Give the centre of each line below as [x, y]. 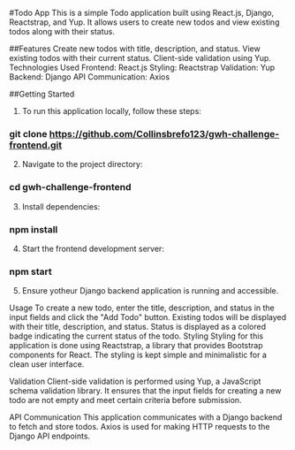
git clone [28, 133]
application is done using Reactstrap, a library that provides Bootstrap [136, 346]
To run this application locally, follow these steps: [111, 111]
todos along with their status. [62, 31]
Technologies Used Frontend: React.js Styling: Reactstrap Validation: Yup [142, 67]
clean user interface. [47, 364]
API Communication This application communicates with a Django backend [146, 417]
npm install [34, 229]
